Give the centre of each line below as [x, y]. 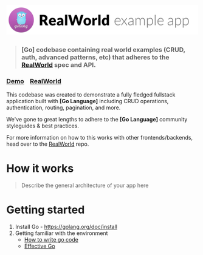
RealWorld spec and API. [58, 65]
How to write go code [51, 239]
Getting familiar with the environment [61, 233]
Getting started [46, 210]
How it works [40, 168]
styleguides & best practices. [43, 126]
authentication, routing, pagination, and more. [64, 107]
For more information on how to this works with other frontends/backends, [100, 137]
